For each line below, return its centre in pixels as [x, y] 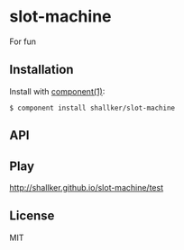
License [32, 216]
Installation [41, 70]
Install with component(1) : [57, 91]
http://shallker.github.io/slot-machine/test [87, 187]
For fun [23, 41]
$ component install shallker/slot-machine [92, 108]
